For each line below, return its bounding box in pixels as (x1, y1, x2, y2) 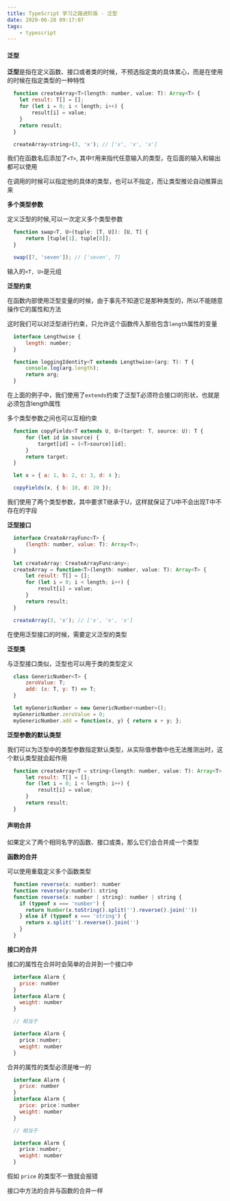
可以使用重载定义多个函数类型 (7, 867, 91, 876)
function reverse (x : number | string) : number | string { (13, 893, 183, 900)
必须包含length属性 (7, 400, 62, 408)
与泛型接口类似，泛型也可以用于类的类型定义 (7, 659, 133, 667)
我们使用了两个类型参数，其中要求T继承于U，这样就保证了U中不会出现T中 (7, 498, 216, 506)
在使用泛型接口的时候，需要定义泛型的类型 (7, 630, 127, 639)
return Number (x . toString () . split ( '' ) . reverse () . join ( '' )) (25, 906, 198, 913)
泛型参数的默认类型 (7, 731, 62, 739)
